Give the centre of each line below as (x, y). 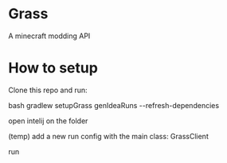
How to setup (53, 68)
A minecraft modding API (49, 36)
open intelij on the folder (48, 121)
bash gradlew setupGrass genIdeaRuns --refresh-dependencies (114, 105)
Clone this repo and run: (48, 90)
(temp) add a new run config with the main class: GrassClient (108, 136)
